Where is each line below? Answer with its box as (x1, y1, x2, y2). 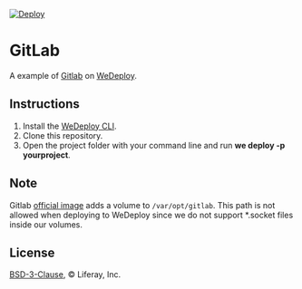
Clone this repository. (22, 130, 103, 140)
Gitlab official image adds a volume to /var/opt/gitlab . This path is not (9, 199, 276, 210)
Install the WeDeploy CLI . (22, 120, 117, 131)
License (9, 245, 55, 260)
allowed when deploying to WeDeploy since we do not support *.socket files (9, 209, 294, 220)
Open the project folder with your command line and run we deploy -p (22, 140, 286, 150)
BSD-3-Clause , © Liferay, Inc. (9, 269, 122, 280)
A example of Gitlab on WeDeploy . (9, 70, 138, 81)
